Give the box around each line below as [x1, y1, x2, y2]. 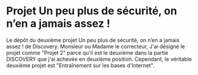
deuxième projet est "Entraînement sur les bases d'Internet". [6, 61, 155, 69]
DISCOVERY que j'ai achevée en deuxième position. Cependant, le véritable [6, 55, 192, 62]
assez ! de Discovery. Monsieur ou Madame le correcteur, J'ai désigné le [6, 43, 185, 50]
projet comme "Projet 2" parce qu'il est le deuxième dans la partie [6, 49, 169, 56]
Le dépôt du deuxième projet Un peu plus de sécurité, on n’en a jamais [6, 36, 180, 43]
